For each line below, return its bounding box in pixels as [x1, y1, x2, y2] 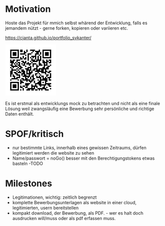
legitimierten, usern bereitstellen [12, 205, 79, 211]
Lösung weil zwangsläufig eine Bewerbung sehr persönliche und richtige [5, 106, 155, 112]
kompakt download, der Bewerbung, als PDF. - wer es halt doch [12, 210, 144, 216]
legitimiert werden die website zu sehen [12, 150, 94, 156]
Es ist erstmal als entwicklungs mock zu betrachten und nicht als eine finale [5, 100, 161, 106]
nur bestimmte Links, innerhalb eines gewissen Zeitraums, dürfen [12, 145, 147, 151]
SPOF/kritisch [5, 128, 64, 140]
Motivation [5, 3, 51, 15]
